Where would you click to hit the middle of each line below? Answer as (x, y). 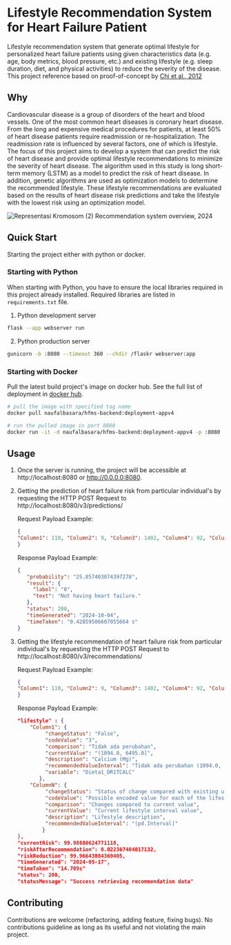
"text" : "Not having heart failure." (87, 596)
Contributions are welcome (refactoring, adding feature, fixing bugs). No (110, 919)
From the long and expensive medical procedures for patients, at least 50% (114, 129)
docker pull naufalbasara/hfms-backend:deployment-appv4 (91, 413)
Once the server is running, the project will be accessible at (101, 470)
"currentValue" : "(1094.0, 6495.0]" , (99, 753)
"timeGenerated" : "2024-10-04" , (73, 615)
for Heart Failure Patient (77, 27)
